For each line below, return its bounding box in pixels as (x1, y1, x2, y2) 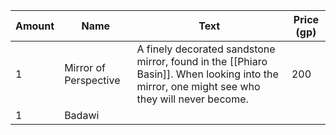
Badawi (64, 109, 100, 122)
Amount (15, 19, 55, 33)
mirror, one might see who (136, 80, 261, 93)
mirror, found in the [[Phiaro (136, 55, 268, 68)
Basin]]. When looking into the (136, 67, 279, 81)
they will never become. (136, 92, 249, 106)
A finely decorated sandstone (136, 42, 276, 56)
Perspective (64, 74, 121, 87)
